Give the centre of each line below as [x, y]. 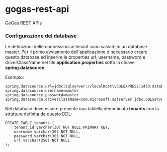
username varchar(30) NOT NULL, [47, 132]
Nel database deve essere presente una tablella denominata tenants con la [82, 109]
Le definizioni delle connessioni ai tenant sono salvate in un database [76, 47]
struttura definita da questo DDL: [39, 114]
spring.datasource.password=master [42, 95]
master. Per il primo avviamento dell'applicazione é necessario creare [76, 52]
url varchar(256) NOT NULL [42, 141]
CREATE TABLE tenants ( [30, 123]
